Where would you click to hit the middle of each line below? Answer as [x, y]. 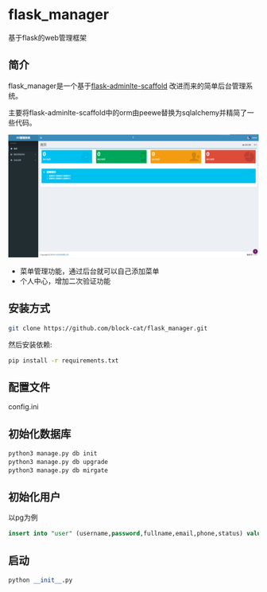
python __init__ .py [41, 580]
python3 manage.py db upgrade [58, 462]
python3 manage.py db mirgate [58, 470]
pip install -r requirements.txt [64, 360]
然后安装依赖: [31, 344]
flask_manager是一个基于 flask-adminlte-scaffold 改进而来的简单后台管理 [127, 86]
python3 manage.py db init [53, 454]
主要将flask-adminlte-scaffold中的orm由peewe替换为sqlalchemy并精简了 [128, 112]
